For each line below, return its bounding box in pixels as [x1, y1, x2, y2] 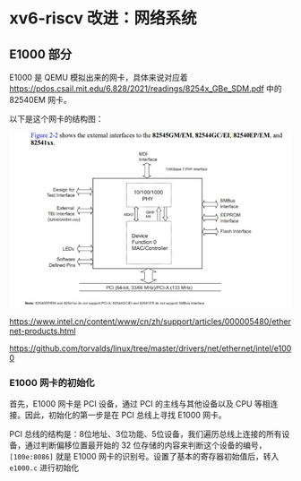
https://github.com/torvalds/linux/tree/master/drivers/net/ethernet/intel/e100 [9, 343, 292, 354]
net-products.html [9, 326, 76, 337]
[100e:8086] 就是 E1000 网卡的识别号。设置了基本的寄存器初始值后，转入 [9, 451, 279, 462]
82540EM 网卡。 [9, 95, 72, 105]
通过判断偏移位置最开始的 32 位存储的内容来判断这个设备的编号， [24, 440, 267, 451]
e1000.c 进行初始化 [9, 462, 80, 473]
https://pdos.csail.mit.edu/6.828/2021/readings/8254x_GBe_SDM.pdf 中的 [9, 83, 282, 94]
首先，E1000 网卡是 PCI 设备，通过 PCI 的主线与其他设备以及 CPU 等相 [9, 399, 271, 409]
